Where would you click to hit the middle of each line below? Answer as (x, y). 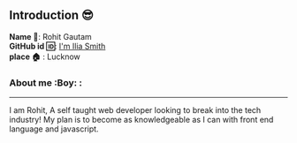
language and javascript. (54, 129)
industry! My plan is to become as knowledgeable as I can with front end (141, 120)
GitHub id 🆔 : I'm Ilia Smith (57, 46)
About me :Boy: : (46, 82)
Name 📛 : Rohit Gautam (51, 36)
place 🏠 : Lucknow (45, 56)
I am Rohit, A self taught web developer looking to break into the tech (135, 110)
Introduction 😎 (52, 15)
